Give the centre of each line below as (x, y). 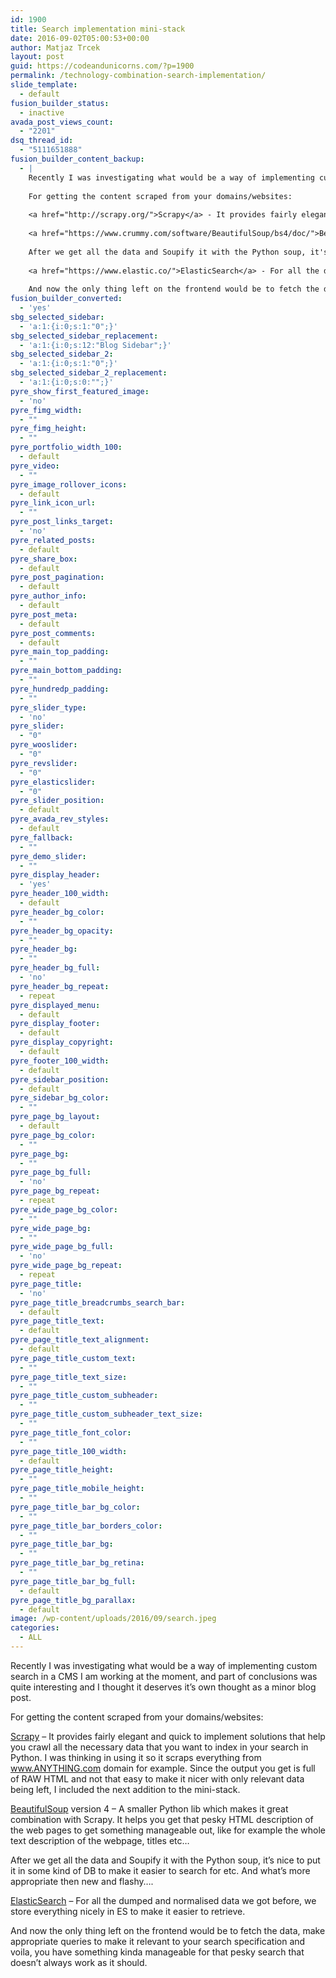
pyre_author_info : (48, 596)
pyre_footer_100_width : (60, 1061)
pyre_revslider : (44, 763)
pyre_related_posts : (53, 540)
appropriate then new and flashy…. (82, 1881)
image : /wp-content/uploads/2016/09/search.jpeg (113, 1619)
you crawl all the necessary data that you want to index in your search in (159, 1747)
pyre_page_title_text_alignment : (80, 1340)
